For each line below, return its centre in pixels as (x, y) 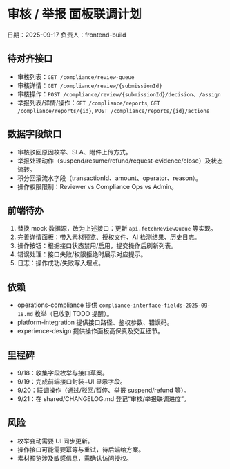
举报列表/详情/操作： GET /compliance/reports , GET (89, 103)
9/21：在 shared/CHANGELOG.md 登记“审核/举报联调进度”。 (103, 399)
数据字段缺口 (35, 134)
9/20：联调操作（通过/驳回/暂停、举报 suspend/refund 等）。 (104, 390)
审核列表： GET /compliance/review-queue (76, 76)
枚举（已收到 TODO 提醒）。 (74, 314)
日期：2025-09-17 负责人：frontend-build (67, 35)
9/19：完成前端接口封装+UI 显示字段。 (71, 381)
